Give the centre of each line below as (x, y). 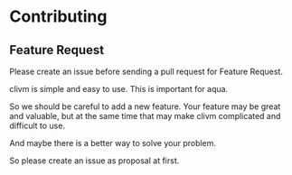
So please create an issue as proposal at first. (94, 161)
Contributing (58, 17)
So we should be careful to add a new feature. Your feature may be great (145, 106)
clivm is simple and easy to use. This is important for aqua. (119, 89)
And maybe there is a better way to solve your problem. (113, 143)
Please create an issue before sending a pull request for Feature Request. (146, 71)
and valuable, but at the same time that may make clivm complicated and (145, 116)
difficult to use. (38, 125)
